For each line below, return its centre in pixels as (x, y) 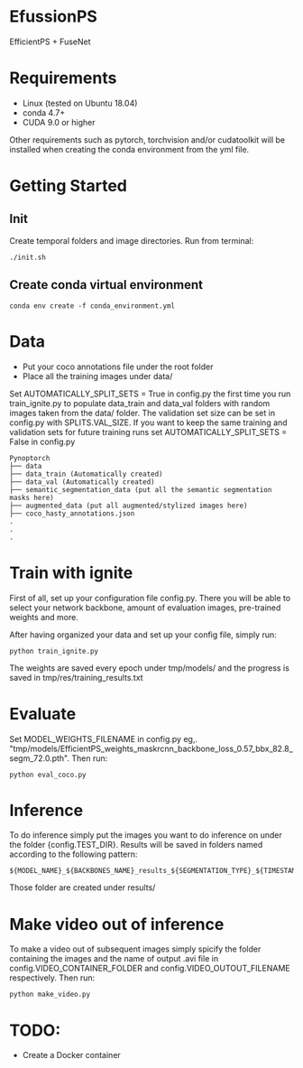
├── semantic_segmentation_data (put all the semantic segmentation (141, 489)
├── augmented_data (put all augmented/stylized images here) (129, 506)
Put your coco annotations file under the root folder (118, 367)
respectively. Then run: (52, 978)
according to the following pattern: (73, 854)
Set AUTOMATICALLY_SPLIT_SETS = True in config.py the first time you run (150, 394)
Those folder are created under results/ (83, 887)
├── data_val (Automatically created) (82, 482)
